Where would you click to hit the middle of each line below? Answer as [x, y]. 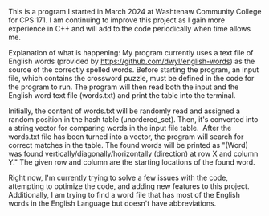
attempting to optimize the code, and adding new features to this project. [129, 186]
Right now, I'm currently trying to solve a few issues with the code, [118, 177]
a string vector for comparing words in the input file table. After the [120, 128]
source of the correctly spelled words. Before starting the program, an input [134, 70]
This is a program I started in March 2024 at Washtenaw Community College [135, 12]
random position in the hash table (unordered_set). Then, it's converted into [133, 119]
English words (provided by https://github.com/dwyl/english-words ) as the [132, 61]
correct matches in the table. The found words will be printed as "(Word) [128, 145]
